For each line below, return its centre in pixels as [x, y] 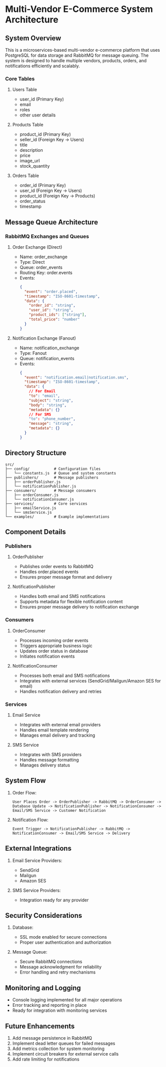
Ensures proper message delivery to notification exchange [79, 607]
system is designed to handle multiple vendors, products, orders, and [76, 60]
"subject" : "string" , [51, 400]
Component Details [35, 532]
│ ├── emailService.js [31, 508]
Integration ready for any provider [54, 900]
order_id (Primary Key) [43, 186]
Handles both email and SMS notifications [62, 596]
